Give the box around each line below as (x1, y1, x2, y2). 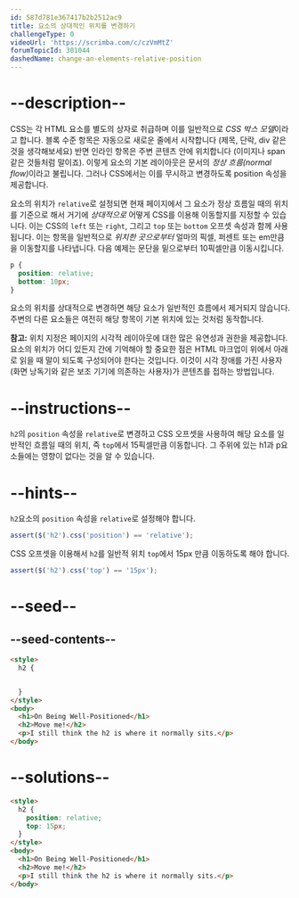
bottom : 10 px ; (18, 277, 70, 286)
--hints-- (10, 482, 78, 503)
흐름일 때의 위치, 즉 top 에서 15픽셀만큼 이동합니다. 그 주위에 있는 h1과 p (33, 440, 281, 450)
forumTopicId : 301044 (10, 46, 91, 55)
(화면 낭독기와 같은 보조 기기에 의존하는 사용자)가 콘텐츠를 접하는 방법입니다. (10, 367, 275, 377)
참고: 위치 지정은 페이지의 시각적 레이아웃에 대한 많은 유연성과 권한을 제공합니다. (10, 333, 288, 343)
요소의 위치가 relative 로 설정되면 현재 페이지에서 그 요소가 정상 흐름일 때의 (10, 198, 272, 209)
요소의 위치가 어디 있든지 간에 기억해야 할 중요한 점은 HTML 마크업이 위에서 (10, 344, 272, 355)
